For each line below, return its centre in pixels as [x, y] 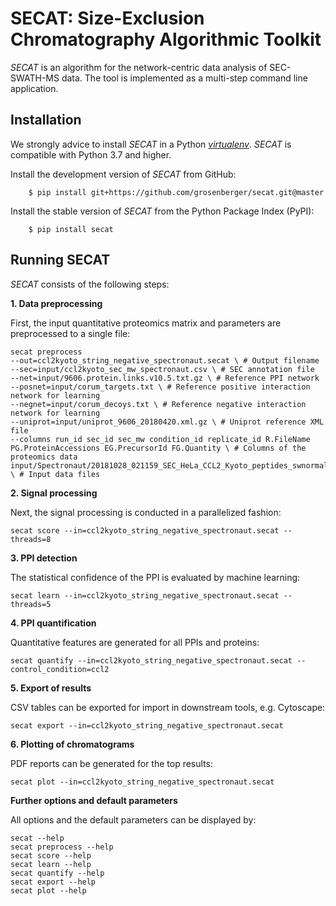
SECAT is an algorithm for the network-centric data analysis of [139, 67]
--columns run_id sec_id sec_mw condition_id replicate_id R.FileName [160, 439]
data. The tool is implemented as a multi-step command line [184, 78]
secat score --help [51, 855]
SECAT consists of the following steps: [90, 284]
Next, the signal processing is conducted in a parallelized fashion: [146, 512]
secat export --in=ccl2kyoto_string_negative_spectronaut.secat [147, 725]
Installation [46, 120]
